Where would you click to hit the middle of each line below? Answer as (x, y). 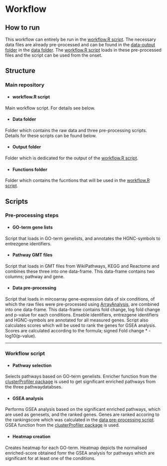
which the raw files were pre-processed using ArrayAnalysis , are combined (82, 305)
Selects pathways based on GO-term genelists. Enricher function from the (81, 377)
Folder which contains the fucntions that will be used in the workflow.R (78, 180)
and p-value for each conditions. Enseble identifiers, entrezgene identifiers (82, 315)
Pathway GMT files (32, 255)
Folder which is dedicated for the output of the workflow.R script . (72, 158)
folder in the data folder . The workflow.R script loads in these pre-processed (83, 50)
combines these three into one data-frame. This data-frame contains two (80, 271)
